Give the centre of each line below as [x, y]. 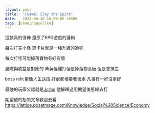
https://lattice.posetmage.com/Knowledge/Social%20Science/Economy [77, 105]
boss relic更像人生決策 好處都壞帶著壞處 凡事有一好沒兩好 [63, 79]
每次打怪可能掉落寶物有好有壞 [35, 58]
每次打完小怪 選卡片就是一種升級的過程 [44, 48]
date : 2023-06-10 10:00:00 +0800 [41, 19]
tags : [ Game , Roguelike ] [29, 23]
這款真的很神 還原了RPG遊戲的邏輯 [40, 38]
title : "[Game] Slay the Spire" [39, 14]
